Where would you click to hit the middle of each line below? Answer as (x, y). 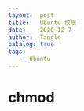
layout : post (31, 15)
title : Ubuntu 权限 (42, 23)
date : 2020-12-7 (40, 30)
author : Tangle (35, 37)
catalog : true (31, 45)
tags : (17, 52)
